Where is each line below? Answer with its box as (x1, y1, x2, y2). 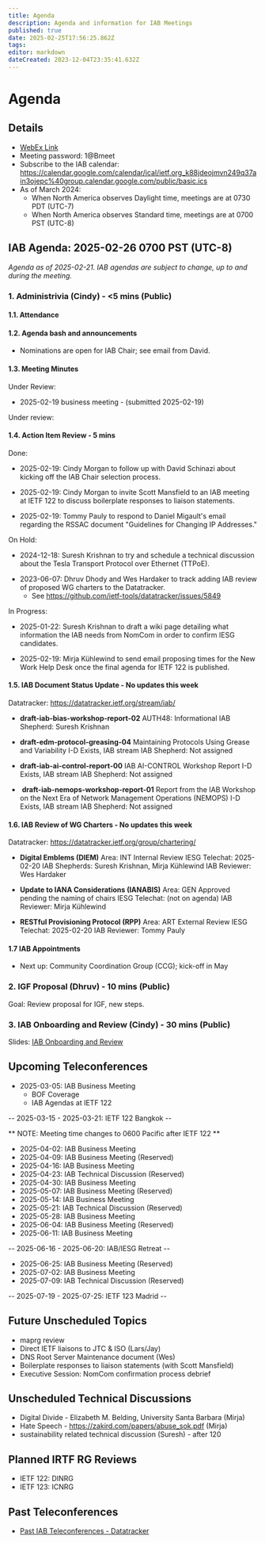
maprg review (19, 1335, 65, 1345)
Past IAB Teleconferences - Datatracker (19, 1526, 150, 1536)
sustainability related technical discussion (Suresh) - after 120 (19, 1430, 221, 1439)
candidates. (19, 638, 59, 648)
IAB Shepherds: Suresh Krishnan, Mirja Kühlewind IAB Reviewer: (42, 861, 252, 871)
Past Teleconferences (8, 1505, 119, 1518)
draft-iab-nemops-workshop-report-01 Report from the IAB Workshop (21, 785, 256, 794)
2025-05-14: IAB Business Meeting (19, 1194, 134, 1204)
